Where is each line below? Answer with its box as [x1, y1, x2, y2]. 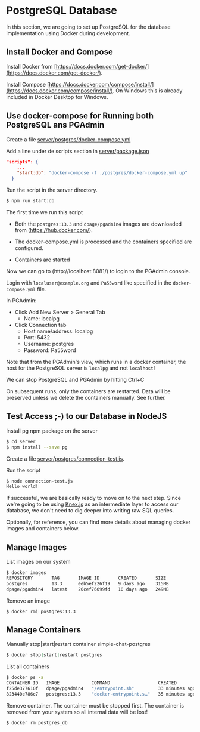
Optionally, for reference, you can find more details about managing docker [6, 518, 191, 526]
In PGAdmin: [6, 296, 37, 304]
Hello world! [6, 484, 39, 490]
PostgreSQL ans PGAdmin [6, 120, 105, 130]
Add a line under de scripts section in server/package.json [6, 147, 150, 155]
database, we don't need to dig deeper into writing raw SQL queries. [6, 507, 174, 514]
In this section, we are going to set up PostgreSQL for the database [6, 23, 171, 30]
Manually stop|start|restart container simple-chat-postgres [6, 641, 151, 648]
